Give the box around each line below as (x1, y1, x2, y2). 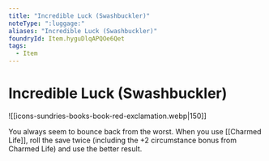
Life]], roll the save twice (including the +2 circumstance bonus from (8, 135, 237, 145)
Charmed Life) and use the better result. (8, 143, 143, 154)
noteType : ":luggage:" (8, 19, 85, 28)
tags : (8, 42, 27, 50)
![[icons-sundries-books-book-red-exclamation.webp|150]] (8, 111, 207, 121)
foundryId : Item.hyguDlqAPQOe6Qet (8, 34, 126, 43)
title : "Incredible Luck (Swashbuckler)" (8, 11, 151, 20)
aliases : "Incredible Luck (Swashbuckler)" (8, 27, 158, 35)
